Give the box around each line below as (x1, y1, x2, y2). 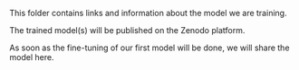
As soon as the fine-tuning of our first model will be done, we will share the (9, 42, 290, 53)
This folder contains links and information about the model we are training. (9, 8, 287, 18)
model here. (9, 52, 54, 62)
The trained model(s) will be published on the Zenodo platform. (9, 25, 246, 35)
